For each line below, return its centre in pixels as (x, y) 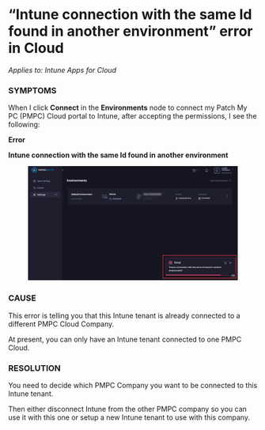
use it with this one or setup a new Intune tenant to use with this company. (129, 417)
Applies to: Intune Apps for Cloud (62, 70)
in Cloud (36, 48)
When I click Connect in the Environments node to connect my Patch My (128, 107)
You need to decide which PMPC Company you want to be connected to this (133, 385)
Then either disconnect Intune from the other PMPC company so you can (128, 409)
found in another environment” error (131, 31)
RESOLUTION (34, 368)
